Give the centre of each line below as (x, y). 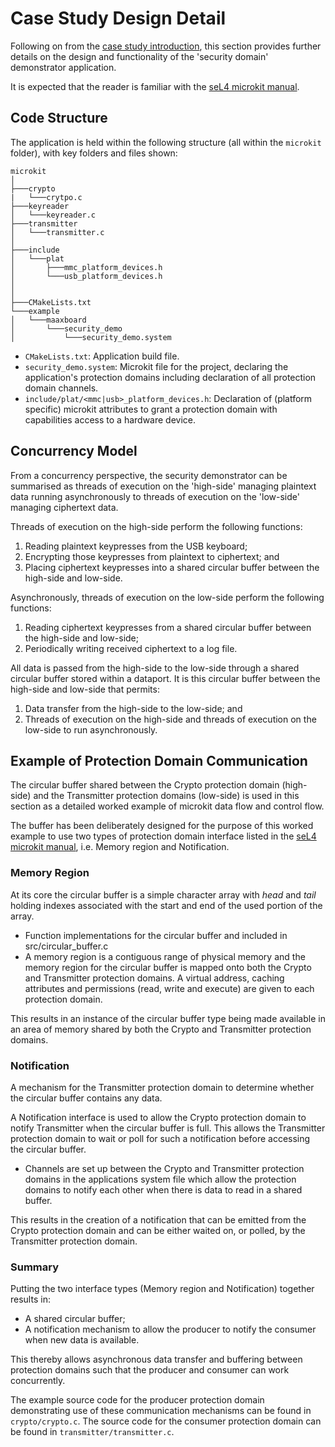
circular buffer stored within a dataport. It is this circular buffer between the (165, 678)
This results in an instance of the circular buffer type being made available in (168, 1018)
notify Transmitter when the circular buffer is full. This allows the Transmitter (168, 1128)
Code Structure (59, 118)
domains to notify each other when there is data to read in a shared (163, 1189)
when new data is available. (82, 1340)
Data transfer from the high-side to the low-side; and (133, 708)
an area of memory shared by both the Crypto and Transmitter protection (161, 1029)
